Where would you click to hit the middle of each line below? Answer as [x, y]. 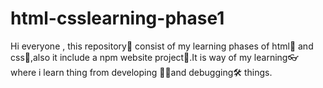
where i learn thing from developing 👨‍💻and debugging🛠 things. [141, 72]
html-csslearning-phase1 [117, 18]
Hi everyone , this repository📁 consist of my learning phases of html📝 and [162, 46]
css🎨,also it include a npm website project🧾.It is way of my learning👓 [154, 57]
